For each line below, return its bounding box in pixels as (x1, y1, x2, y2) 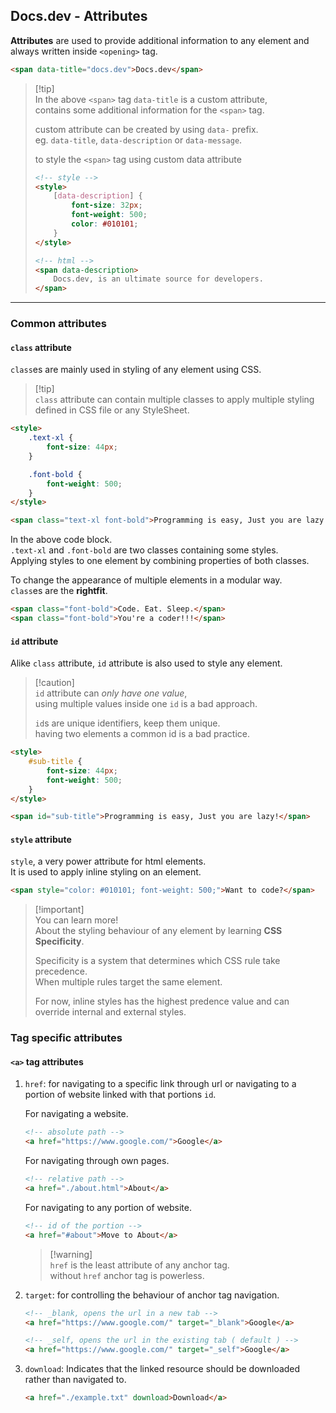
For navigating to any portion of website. (24, 1201, 192, 1213)
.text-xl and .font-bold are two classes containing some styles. (10, 544, 279, 556)
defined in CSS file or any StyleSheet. (34, 404, 190, 416)
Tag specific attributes (10, 1031, 123, 1045)
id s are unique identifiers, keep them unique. (34, 717, 221, 729)
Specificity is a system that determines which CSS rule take (34, 955, 281, 967)
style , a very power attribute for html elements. (10, 855, 207, 868)
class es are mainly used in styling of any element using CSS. (10, 364, 262, 376)
